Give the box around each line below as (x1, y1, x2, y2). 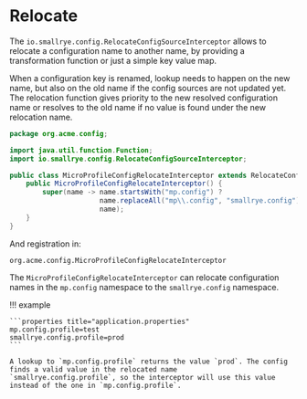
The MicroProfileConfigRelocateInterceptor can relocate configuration (9, 271, 280, 283)
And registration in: (9, 238, 81, 249)
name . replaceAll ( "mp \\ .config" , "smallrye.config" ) (99, 196, 301, 205)
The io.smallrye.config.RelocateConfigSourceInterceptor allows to (9, 36, 267, 47)
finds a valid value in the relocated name (9, 364, 178, 374)
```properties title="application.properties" (9, 317, 190, 326)
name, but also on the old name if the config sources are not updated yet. (9, 82, 286, 93)
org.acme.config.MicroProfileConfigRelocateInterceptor (9, 256, 227, 265)
